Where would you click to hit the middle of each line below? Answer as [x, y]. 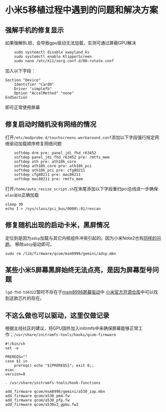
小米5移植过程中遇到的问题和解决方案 [82, 10]
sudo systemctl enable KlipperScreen [53, 57]
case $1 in [16, 361]
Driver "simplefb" [33, 89]
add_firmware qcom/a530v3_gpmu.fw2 [42, 405]
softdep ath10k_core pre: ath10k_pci [53, 166]
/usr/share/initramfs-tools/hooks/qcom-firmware [65, 335]
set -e [12, 348]
